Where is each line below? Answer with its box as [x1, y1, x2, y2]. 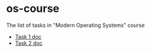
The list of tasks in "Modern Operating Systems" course [6, 22, 145, 29]
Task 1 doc [14, 33, 42, 40]
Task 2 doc [14, 39, 43, 47]
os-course [6, 2, 60, 16]
